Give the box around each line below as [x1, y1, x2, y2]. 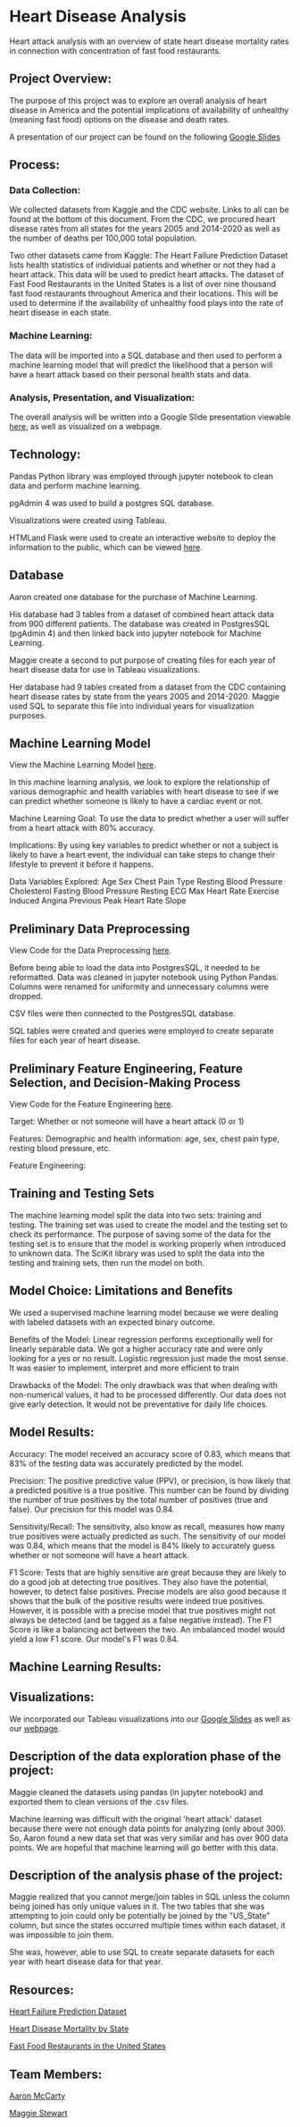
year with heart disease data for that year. [9, 1956, 163, 1967]
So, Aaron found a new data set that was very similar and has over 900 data [9, 1832, 288, 1843]
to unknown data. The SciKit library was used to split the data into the [9, 1248, 265, 1258]
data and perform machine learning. [9, 480, 142, 491]
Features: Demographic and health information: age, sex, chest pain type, [9, 1133, 280, 1144]
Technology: [9, 447, 81, 462]
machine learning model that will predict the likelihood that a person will [9, 360, 273, 370]
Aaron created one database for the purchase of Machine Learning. [9, 591, 258, 602]
